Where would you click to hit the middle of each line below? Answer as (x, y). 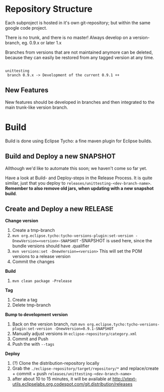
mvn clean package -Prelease (42, 281)
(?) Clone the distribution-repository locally (56, 363)
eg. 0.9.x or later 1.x (42, 42)
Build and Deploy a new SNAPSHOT (61, 156)
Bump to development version (36, 315)
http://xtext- (124, 379)
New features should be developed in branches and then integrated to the (80, 102)
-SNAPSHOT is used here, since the (116, 241)
